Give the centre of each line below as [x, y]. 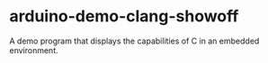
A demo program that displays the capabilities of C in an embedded [134, 41]
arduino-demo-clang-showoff [124, 16]
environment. [34, 50]
